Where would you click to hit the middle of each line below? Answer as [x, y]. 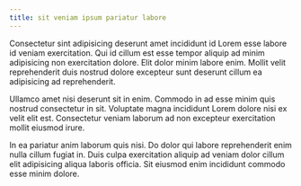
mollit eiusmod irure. [47, 128]
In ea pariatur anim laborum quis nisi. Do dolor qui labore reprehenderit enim [150, 145]
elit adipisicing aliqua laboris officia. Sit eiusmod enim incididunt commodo [147, 164]
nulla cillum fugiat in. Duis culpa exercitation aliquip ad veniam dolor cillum [147, 155]
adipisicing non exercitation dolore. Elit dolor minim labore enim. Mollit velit [147, 62]
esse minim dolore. [44, 173]
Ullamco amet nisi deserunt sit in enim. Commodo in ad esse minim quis [142, 99]
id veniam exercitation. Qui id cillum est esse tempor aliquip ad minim [137, 53]
